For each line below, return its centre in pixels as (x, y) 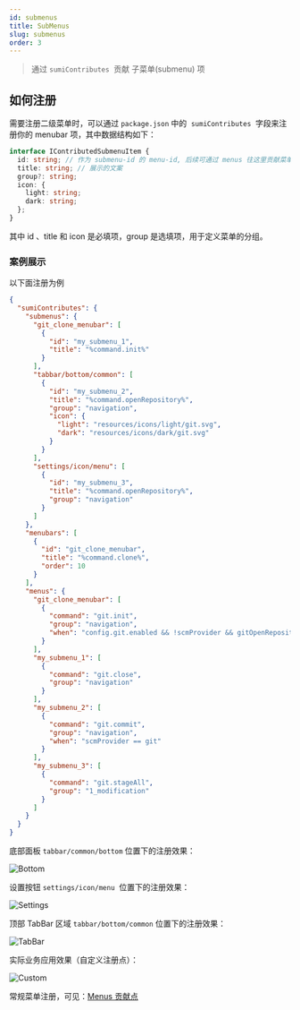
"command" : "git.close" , (95, 674)
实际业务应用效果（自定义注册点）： (74, 960)
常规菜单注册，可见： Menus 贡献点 (74, 997)
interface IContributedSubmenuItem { (79, 152)
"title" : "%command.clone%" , (96, 558)
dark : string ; (51, 201)
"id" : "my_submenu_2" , (91, 391)
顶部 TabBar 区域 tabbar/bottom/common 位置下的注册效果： (117, 924)
